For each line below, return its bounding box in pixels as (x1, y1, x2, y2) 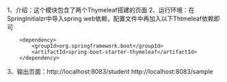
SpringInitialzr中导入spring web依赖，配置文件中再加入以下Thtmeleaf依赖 (7, 14, 214, 23)
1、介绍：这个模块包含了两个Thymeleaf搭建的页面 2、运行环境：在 (7, 6, 195, 14)
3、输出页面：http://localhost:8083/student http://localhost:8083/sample (7, 68, 213, 75)
